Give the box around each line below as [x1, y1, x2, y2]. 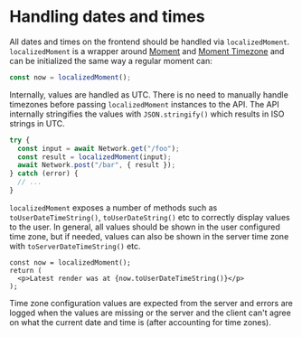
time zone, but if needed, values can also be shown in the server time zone [9, 230, 289, 241]
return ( [9, 266, 42, 275]
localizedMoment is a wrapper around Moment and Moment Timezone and [9, 45, 285, 56]
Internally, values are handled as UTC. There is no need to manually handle [9, 89, 289, 100]
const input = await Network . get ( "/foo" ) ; [17, 144, 180, 153]
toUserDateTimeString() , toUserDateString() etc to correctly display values [9, 211, 291, 222]
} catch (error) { [9, 169, 79, 178]
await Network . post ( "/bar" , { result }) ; [17, 161, 176, 170]
